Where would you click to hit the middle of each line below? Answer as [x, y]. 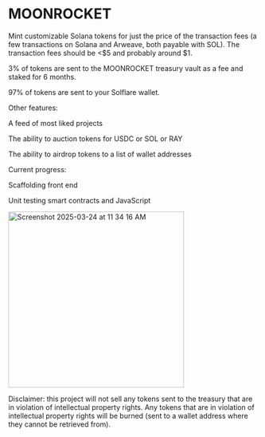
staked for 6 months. [43, 77]
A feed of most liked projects [56, 123]
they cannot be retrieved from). [60, 424]
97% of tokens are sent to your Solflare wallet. [84, 92]
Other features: [33, 108]
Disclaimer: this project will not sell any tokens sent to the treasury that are [131, 399]
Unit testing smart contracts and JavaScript [80, 200]
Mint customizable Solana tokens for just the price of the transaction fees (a [132, 36]
